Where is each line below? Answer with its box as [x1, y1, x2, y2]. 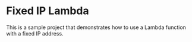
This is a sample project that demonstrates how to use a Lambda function [6, 24, 186, 31]
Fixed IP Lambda [6, 4, 89, 18]
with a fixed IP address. [6, 30, 64, 37]
